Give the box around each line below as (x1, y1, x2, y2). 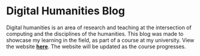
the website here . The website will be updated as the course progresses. (6, 43, 187, 50)
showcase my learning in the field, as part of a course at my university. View (6, 36, 195, 43)
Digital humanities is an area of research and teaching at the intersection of (6, 24, 192, 31)
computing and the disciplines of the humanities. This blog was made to (6, 30, 184, 37)
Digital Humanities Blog (6, 4, 125, 18)
